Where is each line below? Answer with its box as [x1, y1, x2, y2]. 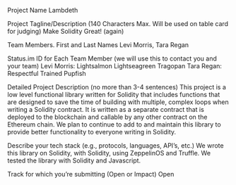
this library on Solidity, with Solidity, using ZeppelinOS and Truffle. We [7, 149, 211, 157]
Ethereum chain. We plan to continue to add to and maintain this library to [7, 120, 221, 129]
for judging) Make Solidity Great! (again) [7, 27, 124, 35]
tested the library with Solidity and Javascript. [7, 156, 141, 165]
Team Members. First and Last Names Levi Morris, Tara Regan [7, 41, 189, 49]
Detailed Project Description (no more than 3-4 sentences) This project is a [7, 83, 226, 91]
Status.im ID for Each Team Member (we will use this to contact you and [7, 54, 218, 63]
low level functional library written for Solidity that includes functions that [7, 91, 220, 98]
